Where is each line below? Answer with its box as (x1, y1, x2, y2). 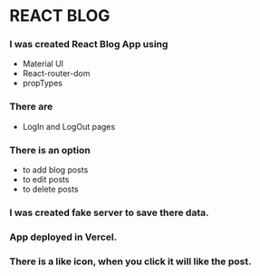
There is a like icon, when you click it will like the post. (9, 255, 252, 268)
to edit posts (22, 174, 70, 185)
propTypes (22, 78, 63, 89)
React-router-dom (22, 68, 91, 79)
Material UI (22, 58, 64, 69)
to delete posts (22, 183, 79, 195)
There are (9, 101, 53, 113)
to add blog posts (22, 164, 89, 175)
